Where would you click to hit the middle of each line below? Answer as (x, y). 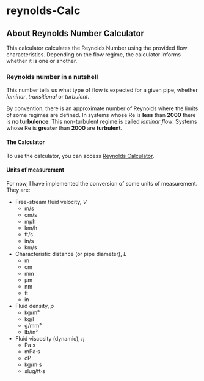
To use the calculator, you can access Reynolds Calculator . (80, 156)
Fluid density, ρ (35, 306)
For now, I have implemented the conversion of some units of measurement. (102, 183)
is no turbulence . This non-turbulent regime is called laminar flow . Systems (102, 122)
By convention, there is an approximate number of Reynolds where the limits (102, 108)
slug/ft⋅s (35, 371)
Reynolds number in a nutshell (52, 77)
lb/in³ (31, 332)
